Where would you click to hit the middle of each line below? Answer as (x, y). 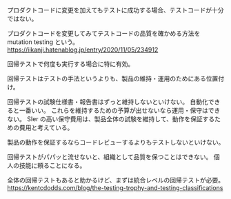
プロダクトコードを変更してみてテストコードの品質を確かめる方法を (104, 33)
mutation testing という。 (43, 42)
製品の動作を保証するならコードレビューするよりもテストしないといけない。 (116, 142)
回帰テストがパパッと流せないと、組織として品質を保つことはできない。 (110, 157)
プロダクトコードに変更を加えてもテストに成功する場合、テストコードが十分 (115, 10)
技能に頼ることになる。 (52, 165)
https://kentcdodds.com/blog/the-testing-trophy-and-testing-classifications (115, 188)
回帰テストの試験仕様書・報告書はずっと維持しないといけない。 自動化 (108, 102)
